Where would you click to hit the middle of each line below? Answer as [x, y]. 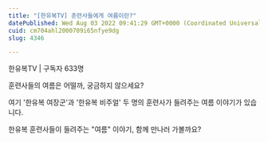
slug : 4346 [26, 38]
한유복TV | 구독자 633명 [46, 69]
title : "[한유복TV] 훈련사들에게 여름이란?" [73, 16]
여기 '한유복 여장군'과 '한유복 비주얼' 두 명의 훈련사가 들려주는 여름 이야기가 [125, 103]
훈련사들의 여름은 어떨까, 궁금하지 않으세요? [76, 85]
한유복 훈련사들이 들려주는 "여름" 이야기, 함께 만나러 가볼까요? [105, 129]
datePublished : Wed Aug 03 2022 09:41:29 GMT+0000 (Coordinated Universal [135, 23]
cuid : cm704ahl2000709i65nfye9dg [64, 30]
